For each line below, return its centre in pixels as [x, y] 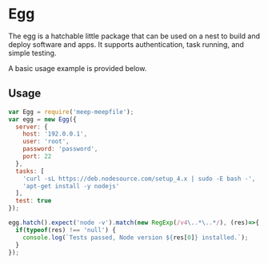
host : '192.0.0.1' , [55, 134]
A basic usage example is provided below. [78, 68]
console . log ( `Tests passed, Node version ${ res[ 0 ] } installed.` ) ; [136, 237]
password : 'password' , [60, 149]
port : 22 [37, 156]
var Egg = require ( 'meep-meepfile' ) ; [71, 112]
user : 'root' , [46, 142]
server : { [32, 127]
